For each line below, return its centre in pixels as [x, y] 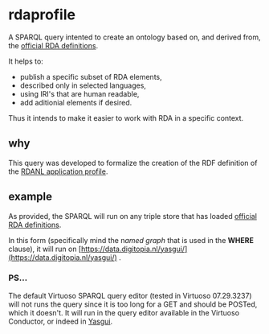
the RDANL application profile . [58, 171]
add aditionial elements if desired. [76, 102]
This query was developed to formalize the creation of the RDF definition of [133, 163]
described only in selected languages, [83, 85]
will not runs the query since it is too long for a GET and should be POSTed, [133, 304]
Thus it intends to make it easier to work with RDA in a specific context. [126, 118]
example [31, 197]
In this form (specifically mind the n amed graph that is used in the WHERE [131, 240]
